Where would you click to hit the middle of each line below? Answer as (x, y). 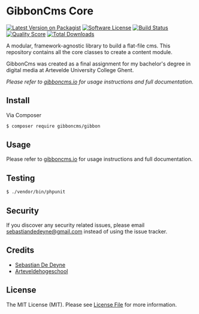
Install (18, 101)
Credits (20, 250)
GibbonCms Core (50, 11)
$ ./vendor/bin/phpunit (36, 192)
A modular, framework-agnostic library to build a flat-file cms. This (88, 46)
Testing (21, 178)
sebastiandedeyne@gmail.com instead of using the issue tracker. (87, 231)
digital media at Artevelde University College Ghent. (70, 70)
